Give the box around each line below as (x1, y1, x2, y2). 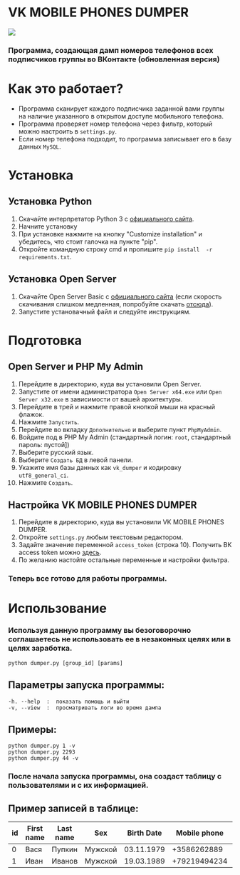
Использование (8, 600, 108, 616)
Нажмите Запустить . (18, 417, 80, 426)
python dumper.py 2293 (8, 749, 75, 756)
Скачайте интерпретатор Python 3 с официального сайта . (18, 214, 194, 223)
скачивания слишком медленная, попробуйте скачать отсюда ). (18, 299, 214, 308)
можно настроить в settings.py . (18, 126, 117, 136)
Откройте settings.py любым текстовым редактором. (18, 533, 184, 541)
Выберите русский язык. (18, 448, 94, 456)
